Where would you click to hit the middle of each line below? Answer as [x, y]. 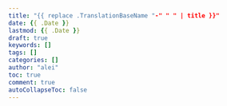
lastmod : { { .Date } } [44, 30]
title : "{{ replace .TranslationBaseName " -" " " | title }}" [114, 16]
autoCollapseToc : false [48, 90]
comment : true [32, 82]
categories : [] [34, 61]
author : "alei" [34, 68]
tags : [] [23, 53]
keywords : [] [30, 45]
